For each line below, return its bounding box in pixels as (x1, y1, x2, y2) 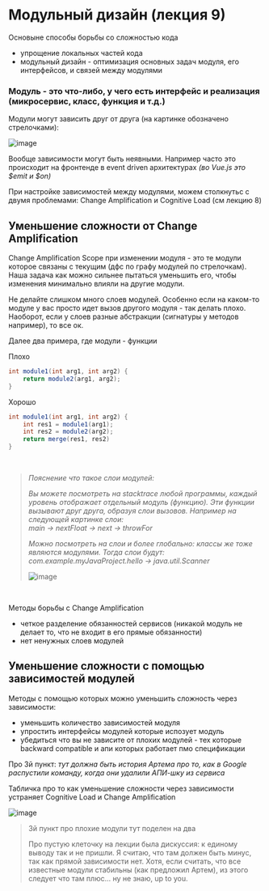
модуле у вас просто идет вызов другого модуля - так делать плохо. (8, 303, 246, 313)
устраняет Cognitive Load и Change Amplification (8, 791, 176, 802)
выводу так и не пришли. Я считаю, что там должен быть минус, (27, 847, 252, 857)
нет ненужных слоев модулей (19, 636, 124, 646)
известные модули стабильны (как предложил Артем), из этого (27, 864, 249, 875)
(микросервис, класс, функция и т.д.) (8, 95, 166, 107)
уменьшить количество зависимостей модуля (19, 718, 180, 728)
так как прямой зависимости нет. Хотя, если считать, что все (27, 856, 242, 866)
